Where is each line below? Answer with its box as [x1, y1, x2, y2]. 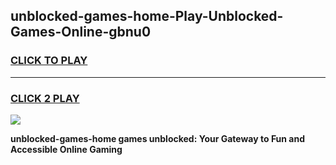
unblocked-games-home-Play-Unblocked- [10, 8, 284, 25]
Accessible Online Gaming [10, 143, 123, 155]
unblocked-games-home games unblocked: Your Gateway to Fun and [10, 132, 306, 144]
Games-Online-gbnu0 [10, 24, 152, 41]
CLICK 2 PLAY [10, 91, 80, 105]
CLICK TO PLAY [10, 54, 88, 68]
